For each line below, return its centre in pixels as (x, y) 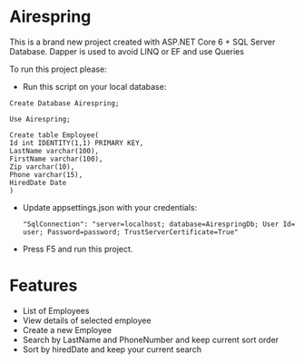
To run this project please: (58, 69)
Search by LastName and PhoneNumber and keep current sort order (151, 339)
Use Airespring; (40, 119)
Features (44, 285)
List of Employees (56, 310)
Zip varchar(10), (42, 167)
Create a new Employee (67, 330)
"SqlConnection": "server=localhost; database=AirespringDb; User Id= (159, 224)
